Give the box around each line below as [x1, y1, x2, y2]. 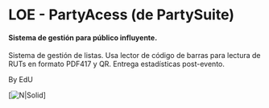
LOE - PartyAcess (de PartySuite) [8, 6, 235, 24]
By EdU [8, 75, 34, 85]
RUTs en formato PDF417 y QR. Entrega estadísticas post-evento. [8, 59, 226, 69]
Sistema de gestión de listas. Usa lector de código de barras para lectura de [8, 51, 261, 60]
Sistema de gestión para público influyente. [8, 32, 158, 42]
